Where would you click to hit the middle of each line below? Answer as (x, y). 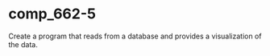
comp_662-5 (52, 14)
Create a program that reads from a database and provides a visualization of (135, 36)
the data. (23, 44)
